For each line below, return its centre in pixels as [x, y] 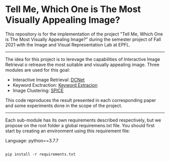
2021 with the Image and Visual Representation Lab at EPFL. [68, 44]
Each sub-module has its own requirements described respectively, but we [83, 120]
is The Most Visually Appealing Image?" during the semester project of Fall [83, 39]
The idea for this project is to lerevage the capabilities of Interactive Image [83, 59]
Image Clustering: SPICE [38, 90]
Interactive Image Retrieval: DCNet [49, 80]
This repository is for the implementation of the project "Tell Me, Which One [84, 34]
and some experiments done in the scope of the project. [64, 105]
